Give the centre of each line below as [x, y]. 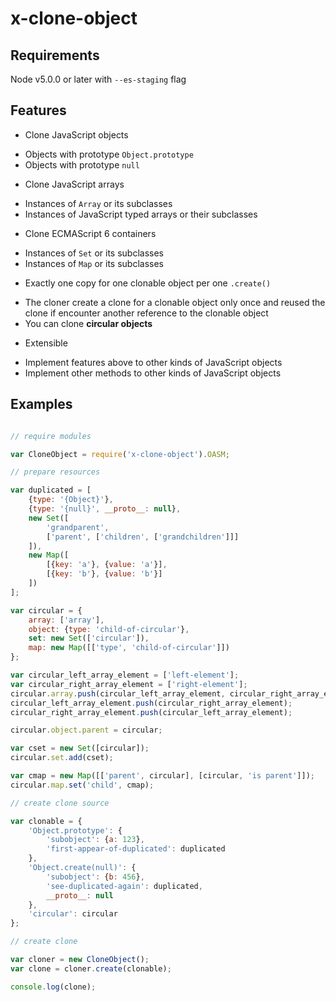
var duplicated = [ [51, 490]
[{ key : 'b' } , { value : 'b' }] [104, 574]
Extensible [46, 343]
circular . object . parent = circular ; [86, 730]
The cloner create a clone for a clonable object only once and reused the [175, 302]
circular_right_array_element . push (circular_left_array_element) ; [151, 712]
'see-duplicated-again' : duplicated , [124, 886]
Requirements [55, 55]
